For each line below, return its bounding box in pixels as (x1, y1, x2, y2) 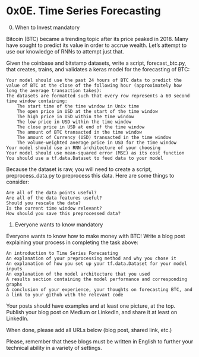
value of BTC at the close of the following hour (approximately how (6, 82, 182, 89)
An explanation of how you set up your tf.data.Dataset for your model (6, 260, 187, 267)
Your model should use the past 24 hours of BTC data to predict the (6, 77, 182, 83)
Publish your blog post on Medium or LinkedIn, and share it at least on (6, 308, 178, 315)
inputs (6, 266, 23, 271)
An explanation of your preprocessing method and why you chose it (6, 255, 177, 261)
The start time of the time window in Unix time (17, 103, 140, 109)
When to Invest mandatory (14, 24, 80, 31)
